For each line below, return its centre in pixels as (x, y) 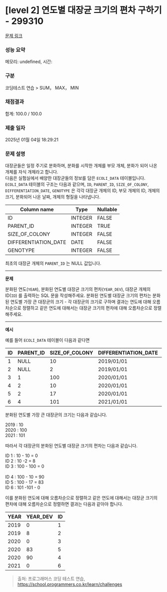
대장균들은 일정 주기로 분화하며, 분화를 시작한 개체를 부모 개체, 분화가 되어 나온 (81, 166)
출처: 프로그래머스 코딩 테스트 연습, (51, 579)
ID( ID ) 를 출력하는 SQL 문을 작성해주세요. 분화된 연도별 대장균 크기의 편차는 (78, 296)
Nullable (107, 209)
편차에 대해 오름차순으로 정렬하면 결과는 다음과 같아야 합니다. (64, 504)
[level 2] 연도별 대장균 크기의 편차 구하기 (83, 10)
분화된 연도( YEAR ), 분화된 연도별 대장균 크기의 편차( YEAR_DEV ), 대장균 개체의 (78, 289)
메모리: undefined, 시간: (29, 62)
